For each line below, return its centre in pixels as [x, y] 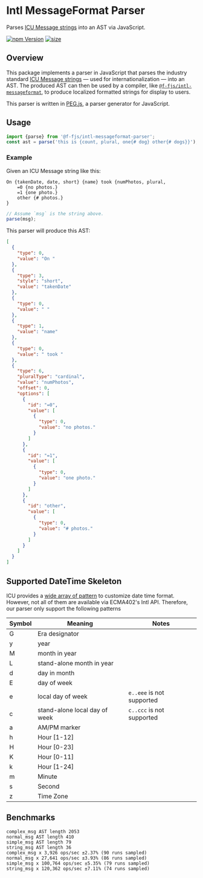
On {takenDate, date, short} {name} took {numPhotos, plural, [86, 182]
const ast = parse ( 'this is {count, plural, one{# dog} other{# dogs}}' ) [101, 142]
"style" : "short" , [40, 281]
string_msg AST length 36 [39, 847]
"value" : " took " [40, 354]
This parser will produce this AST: [48, 231]
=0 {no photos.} [38, 187]
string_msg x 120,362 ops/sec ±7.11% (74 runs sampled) [78, 868]
